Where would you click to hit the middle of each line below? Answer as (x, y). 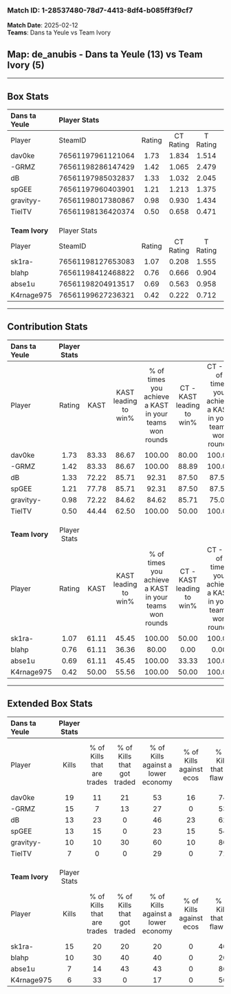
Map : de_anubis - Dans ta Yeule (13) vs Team (105, 54)
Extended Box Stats (50, 704)
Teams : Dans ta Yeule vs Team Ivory (59, 32)
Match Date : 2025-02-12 (43, 25)
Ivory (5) (26, 65)
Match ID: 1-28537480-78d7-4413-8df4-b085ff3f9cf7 (100, 10)
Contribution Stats (47, 327)
